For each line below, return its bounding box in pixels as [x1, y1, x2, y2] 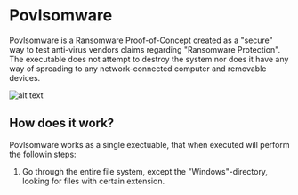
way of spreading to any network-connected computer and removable [9, 63, 267, 74]
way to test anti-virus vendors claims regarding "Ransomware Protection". [9, 44, 281, 54]
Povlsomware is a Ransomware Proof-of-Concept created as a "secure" [9, 35, 273, 45]
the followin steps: [9, 149, 77, 159]
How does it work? [9, 116, 115, 131]
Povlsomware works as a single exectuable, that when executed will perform [9, 139, 290, 150]
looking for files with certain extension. [21, 175, 165, 186]
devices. [9, 72, 41, 83]
